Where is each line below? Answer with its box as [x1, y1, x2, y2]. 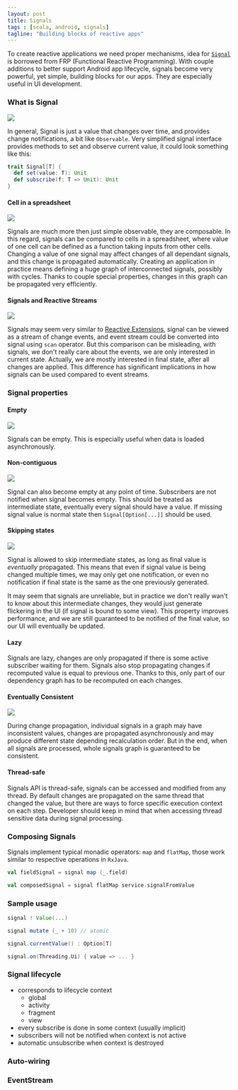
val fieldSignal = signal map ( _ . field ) [7, 869, 129, 876]
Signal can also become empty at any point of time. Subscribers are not [7, 487, 217, 496]
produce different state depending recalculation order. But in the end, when [7, 736, 228, 745]
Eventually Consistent [7, 692, 74, 701]
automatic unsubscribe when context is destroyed [17, 1038, 164, 1047]
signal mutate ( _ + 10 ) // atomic [7, 927, 110, 934]
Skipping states [7, 526, 55, 535]
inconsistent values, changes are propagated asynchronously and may [7, 729, 214, 738]
